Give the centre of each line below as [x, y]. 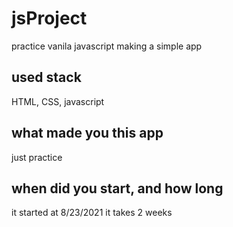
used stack [46, 77]
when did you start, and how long [117, 188]
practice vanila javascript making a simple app [107, 46]
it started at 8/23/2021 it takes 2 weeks [92, 213]
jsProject [49, 18]
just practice [37, 157]
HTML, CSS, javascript [58, 101]
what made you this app [87, 133]
